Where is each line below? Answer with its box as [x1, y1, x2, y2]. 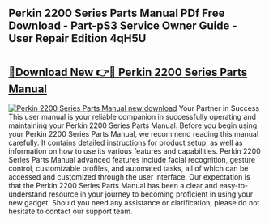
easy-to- [219, 181, 249, 190]
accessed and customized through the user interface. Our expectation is [8, 172, 250, 181]
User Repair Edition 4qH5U [8, 32, 147, 45]
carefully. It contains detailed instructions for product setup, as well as [8, 137, 243, 147]
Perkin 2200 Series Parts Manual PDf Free [8, 6, 225, 20]
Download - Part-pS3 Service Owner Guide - [8, 19, 237, 33]
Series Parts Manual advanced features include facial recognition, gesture [8, 155, 256, 164]
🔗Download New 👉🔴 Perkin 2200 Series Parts [8, 65, 248, 79]
